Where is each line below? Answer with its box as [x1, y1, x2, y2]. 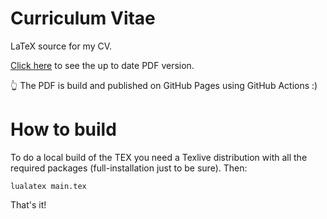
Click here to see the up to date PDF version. [10, 59, 195, 71]
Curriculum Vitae [10, 7, 156, 30]
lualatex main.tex [10, 181, 87, 191]
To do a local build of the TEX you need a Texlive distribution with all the [10, 151, 308, 163]
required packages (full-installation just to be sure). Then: [10, 162, 248, 174]
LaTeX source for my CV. [10, 40, 113, 52]
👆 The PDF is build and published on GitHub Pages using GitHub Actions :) [10, 79, 318, 91]
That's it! [10, 198, 47, 211]
